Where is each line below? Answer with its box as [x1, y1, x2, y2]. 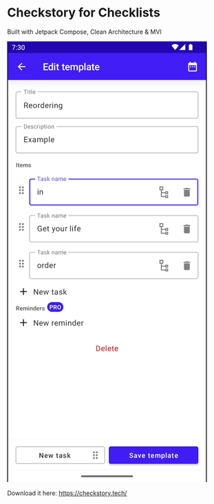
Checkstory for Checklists [7, 5, 160, 21]
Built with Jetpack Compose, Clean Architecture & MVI [7, 28, 162, 36]
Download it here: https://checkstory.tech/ [7, 489, 127, 497]
